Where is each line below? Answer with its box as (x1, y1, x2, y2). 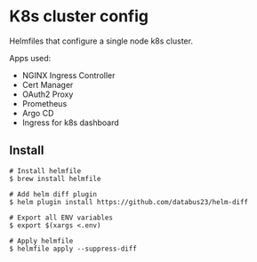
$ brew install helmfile (9, 174, 101, 183)
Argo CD (21, 107, 54, 118)
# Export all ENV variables (9, 213, 114, 222)
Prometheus (21, 98, 68, 108)
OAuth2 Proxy (21, 89, 74, 99)
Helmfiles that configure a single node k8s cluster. (9, 36, 194, 46)
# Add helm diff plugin (9, 189, 98, 199)
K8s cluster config (9, 6, 149, 27)
